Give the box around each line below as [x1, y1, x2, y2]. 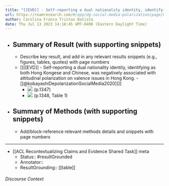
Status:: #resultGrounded [20, 154, 72, 160]
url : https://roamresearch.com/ [5, 12, 73, 17]
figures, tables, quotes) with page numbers [20, 59, 110, 65]
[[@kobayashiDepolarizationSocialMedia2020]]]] [20, 80, 122, 86]
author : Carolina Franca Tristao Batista [5, 17, 94, 22]
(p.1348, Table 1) [34, 92, 68, 99]
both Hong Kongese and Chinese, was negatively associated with [20, 70, 156, 76]
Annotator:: [20, 159, 44, 165]
